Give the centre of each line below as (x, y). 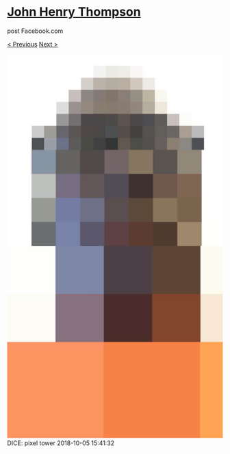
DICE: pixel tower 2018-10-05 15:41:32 (61, 443)
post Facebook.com (35, 31)
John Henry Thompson (74, 12)
